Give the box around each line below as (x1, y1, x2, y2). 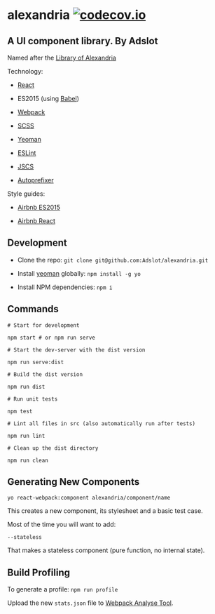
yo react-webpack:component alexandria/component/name (7, 495, 171, 502)
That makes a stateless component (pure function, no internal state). (7, 546, 205, 554)
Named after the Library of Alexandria (7, 53, 117, 62)
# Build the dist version (7, 371, 83, 378)
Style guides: (7, 189, 46, 198)
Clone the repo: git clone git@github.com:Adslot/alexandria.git (17, 255, 209, 264)
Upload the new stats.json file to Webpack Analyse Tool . (7, 599, 174, 607)
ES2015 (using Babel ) (17, 95, 79, 102)
